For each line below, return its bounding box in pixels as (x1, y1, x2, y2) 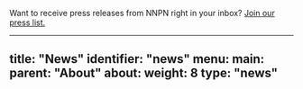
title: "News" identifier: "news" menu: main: (9, 51, 265, 67)
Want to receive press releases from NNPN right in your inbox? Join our (9, 8, 275, 18)
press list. (9, 17, 46, 28)
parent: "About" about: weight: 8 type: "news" (9, 66, 278, 81)
